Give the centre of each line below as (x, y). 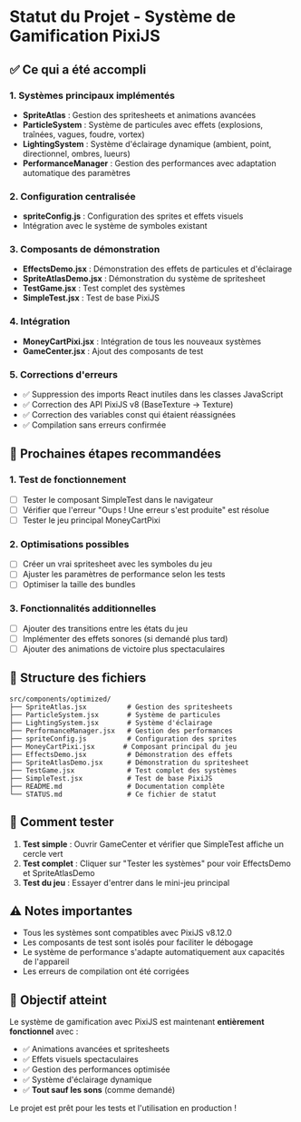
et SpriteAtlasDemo (58, 872)
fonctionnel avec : (44, 1031)
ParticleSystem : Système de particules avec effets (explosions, (143, 124)
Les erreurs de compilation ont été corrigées (106, 971)
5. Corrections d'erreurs (63, 374)
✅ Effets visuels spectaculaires (80, 1059)
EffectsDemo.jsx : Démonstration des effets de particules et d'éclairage (157, 269)
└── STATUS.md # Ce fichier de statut (113, 794)
